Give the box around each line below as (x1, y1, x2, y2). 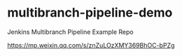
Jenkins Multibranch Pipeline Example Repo (7, 28, 134, 36)
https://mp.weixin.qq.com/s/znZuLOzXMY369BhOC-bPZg (7, 41, 175, 49)
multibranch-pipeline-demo (7, 5, 173, 21)
